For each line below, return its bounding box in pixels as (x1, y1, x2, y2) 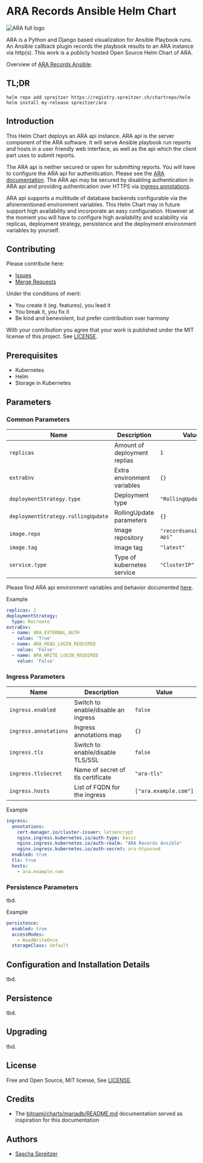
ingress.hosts (9, 787, 50, 795)
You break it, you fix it (14, 308, 69, 316)
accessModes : (11, 931, 45, 938)
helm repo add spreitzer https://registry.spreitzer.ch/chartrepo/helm (6, 94, 190, 101)
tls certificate (74, 773, 112, 781)
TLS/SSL (74, 756, 99, 764)
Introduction (6, 116, 54, 127)
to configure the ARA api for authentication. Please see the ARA (6, 170, 165, 177)
